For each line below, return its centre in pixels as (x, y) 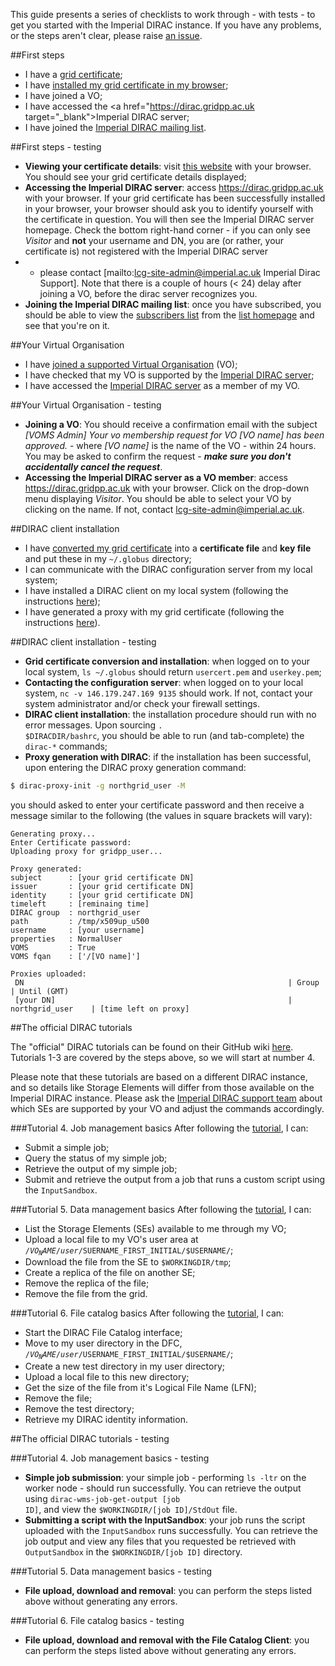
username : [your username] (77, 930)
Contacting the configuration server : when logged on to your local (164, 682)
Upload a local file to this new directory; (107, 1376)
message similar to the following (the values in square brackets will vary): (161, 815)
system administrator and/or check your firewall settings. (142, 703)
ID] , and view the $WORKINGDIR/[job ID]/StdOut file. (131, 1509)
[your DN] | (153, 1000)
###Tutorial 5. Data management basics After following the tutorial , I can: (161, 1209)
